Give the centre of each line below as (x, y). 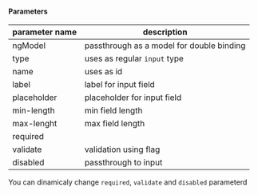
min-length (34, 110)
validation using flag (122, 149)
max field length (115, 124)
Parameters (28, 11)
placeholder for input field (133, 97)
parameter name (45, 32)
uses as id (103, 72)
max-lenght (35, 124)
